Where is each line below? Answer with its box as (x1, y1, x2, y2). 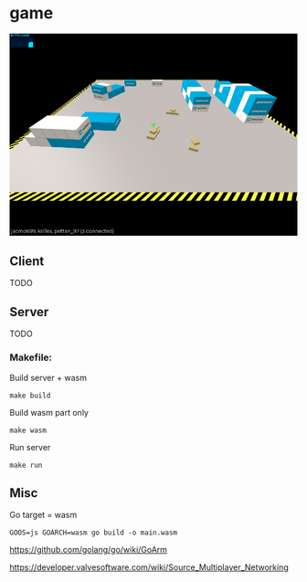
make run (9, 460, 43, 470)
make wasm (9, 426, 48, 435)
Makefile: (9, 351, 53, 364)
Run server (9, 441, 51, 452)
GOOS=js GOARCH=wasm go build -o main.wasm (9, 528, 178, 537)
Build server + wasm (9, 372, 87, 383)
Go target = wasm (9, 510, 78, 521)
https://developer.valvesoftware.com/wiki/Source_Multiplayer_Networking (9, 562, 290, 573)
